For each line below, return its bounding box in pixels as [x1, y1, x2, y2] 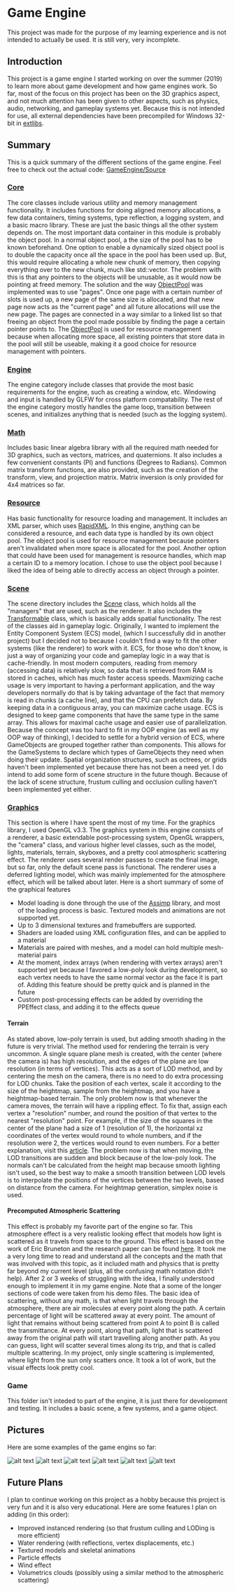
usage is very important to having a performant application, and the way [7, 681, 215, 690]
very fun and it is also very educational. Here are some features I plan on [7, 1502, 217, 1511]
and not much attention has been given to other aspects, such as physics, [7, 97, 220, 105]
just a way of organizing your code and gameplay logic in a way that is [7, 652, 210, 660]
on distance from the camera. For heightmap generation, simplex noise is [7, 1183, 218, 1192]
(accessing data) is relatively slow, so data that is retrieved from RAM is [7, 666, 213, 675]
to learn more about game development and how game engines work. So [7, 82, 218, 90]
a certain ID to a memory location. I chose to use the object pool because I [7, 558, 222, 567]
